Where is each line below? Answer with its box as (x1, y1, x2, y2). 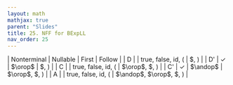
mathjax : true (7, 17, 49, 24)
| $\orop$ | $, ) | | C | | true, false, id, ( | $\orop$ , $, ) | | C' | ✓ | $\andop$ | (7, 63, 223, 71)
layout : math (7, 10, 46, 17)
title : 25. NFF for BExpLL (7, 29, 86, 37)
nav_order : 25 (7, 36, 49, 43)
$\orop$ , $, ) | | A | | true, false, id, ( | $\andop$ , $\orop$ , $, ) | (7, 70, 188, 79)
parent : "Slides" (7, 23, 58, 30)
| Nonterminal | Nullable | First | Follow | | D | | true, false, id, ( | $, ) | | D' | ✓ (7, 55, 226, 63)
